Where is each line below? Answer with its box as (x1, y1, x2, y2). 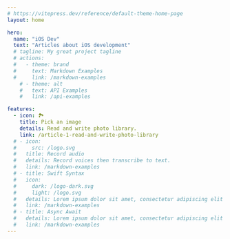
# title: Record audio (13, 151, 85, 157)
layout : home (7, 17, 45, 23)
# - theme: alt (19, 80, 63, 87)
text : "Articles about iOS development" (13, 42, 131, 49)
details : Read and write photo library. (19, 125, 137, 132)
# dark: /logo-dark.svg (13, 182, 94, 190)
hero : (7, 29, 23, 36)
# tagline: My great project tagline (13, 48, 122, 55)
